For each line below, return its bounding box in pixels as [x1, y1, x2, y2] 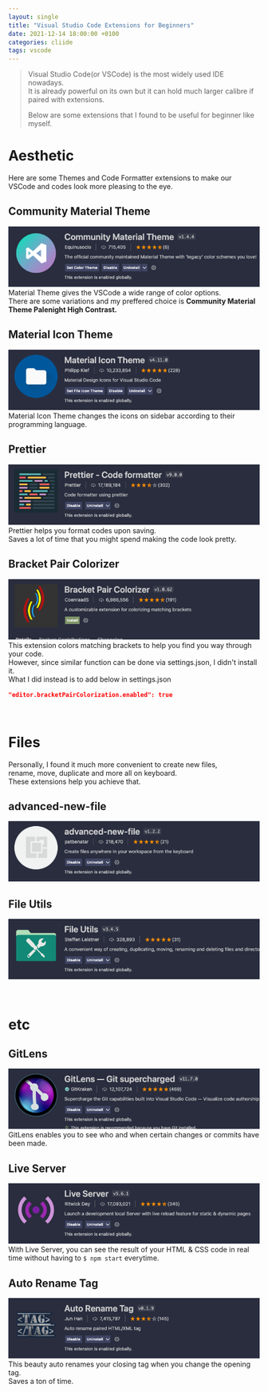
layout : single [8, 13, 59, 21]
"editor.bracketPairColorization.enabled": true [8, 690, 173, 698]
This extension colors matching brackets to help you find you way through [8, 640, 253, 650]
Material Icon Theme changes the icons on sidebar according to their [8, 411, 235, 421]
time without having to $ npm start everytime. [8, 1253, 160, 1263]
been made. [8, 1138, 48, 1149]
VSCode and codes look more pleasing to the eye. [8, 182, 173, 192]
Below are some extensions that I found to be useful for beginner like [27, 110, 255, 120]
